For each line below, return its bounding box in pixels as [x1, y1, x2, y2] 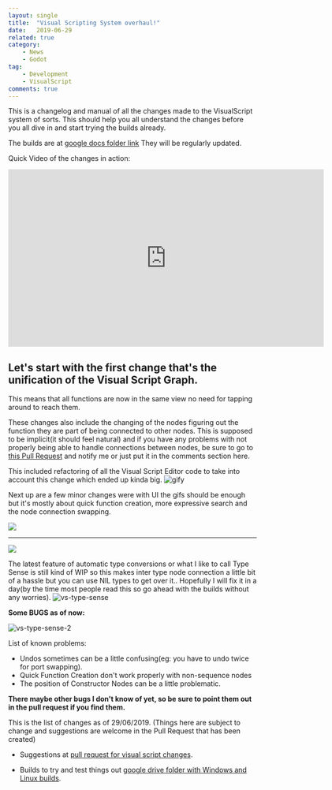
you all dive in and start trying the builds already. [8, 123, 166, 132]
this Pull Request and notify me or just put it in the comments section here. [8, 451, 250, 461]
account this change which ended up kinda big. [8, 475, 163, 485]
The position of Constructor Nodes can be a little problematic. [19, 679, 221, 688]
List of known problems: [8, 639, 87, 648]
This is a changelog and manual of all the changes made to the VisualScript [8, 106, 253, 116]
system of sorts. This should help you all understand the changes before [8, 115, 244, 125]
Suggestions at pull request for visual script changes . [19, 750, 193, 759]
